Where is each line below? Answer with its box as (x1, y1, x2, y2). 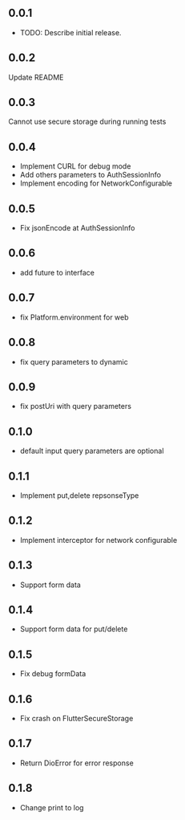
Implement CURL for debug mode (19, 161, 131, 171)
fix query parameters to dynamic (19, 357, 128, 366)
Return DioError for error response (19, 758, 134, 768)
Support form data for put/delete (19, 624, 128, 634)
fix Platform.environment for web (19, 312, 130, 322)
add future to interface (19, 267, 95, 277)
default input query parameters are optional (19, 446, 164, 456)
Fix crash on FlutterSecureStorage (19, 714, 134, 723)
